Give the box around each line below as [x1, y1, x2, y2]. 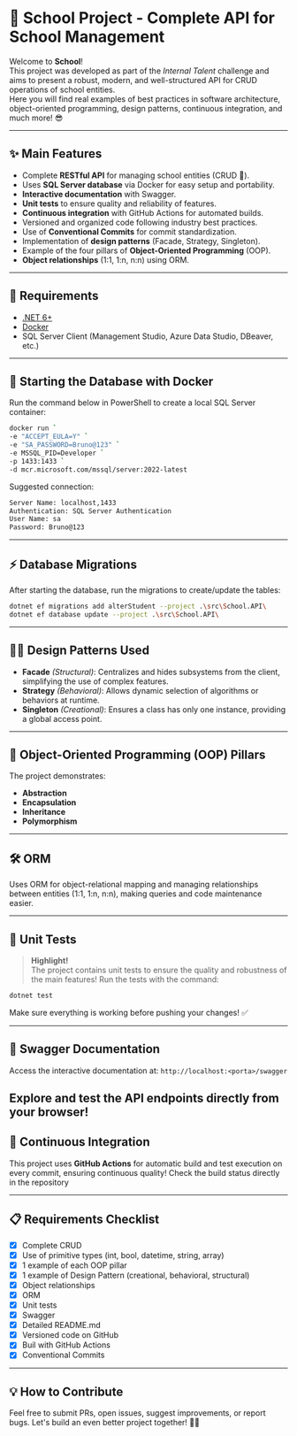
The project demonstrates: [9, 771, 106, 781]
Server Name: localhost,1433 [9, 498, 117, 507]
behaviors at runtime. [21, 695, 100, 705]
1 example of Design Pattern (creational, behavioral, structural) [21, 1270, 250, 1280]
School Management [9, 27, 165, 47]
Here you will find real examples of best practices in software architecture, [9, 93, 281, 104]
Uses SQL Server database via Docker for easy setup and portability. [21, 179, 276, 189]
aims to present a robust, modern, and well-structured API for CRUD [9, 74, 258, 85]
